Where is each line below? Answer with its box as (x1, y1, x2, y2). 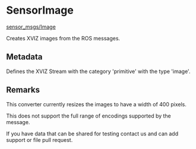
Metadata (6, 52, 43, 62)
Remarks (6, 85, 40, 95)
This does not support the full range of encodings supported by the (6, 112, 171, 119)
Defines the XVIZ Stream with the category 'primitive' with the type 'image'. (6, 68, 191, 75)
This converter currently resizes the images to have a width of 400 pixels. (6, 100, 187, 107)
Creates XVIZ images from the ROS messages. (6, 34, 121, 42)
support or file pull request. (6, 136, 73, 143)
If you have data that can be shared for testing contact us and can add (6, 130, 179, 137)
